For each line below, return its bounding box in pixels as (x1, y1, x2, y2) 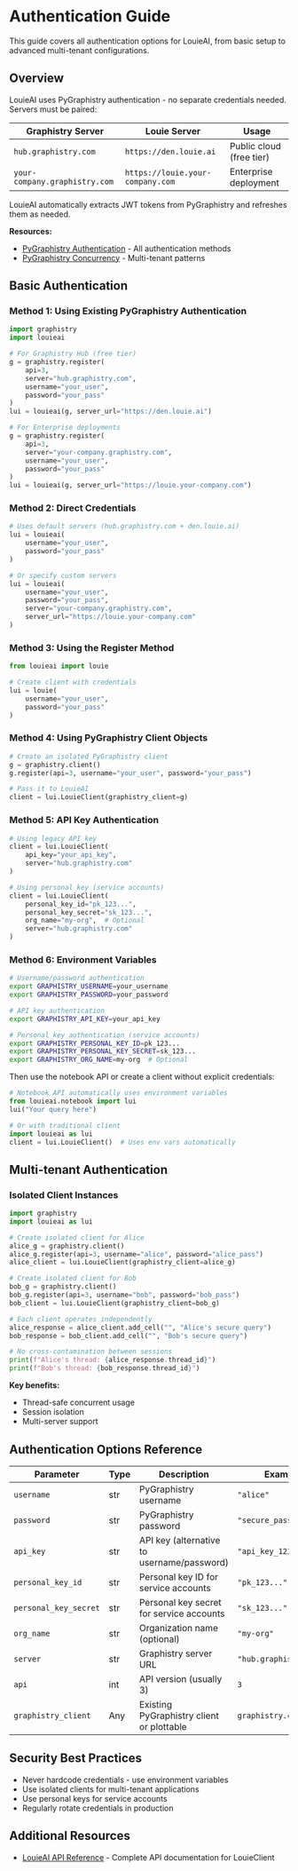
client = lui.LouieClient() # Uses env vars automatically (9, 1138, 237, 1146)
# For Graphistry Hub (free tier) (9, 349, 137, 359)
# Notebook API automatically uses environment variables (9, 1089, 228, 1098)
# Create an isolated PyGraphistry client (9, 752, 169, 761)
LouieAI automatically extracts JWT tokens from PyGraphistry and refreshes (9, 199, 287, 210)
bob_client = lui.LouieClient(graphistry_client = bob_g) (9, 1298, 220, 1307)
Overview (9, 71, 65, 86)
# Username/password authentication (9, 974, 145, 983)
